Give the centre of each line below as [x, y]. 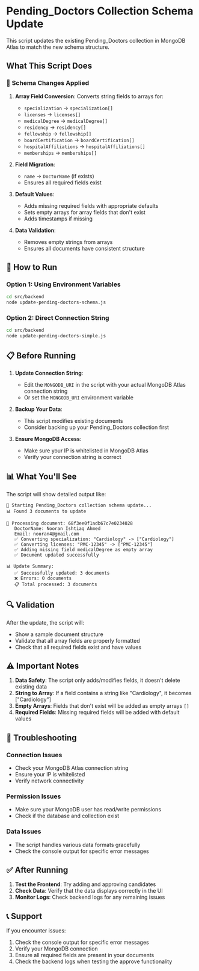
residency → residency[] [55, 127]
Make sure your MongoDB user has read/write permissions [88, 810]
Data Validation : [35, 230]
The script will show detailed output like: [56, 494]
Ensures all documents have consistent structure [84, 248]
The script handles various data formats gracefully [78, 845]
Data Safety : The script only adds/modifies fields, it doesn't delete [97, 680]
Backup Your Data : [39, 409]
